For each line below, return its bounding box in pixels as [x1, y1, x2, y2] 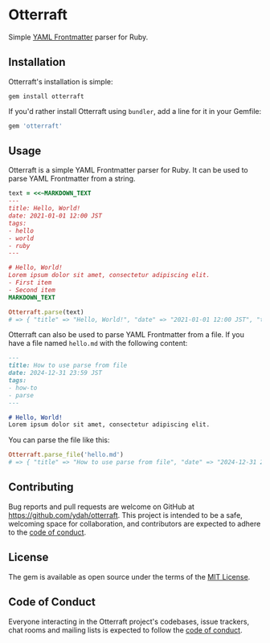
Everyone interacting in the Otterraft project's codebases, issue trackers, [8, 617, 250, 626]
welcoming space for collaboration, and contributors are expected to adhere [8, 519, 261, 528]
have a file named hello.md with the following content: [8, 339, 188, 348]
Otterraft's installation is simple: [8, 76, 114, 86]
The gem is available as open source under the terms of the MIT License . [8, 572, 251, 581]
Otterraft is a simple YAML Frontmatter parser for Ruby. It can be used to [8, 165, 248, 175]
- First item [8, 279, 52, 287]
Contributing [8, 480, 74, 494]
